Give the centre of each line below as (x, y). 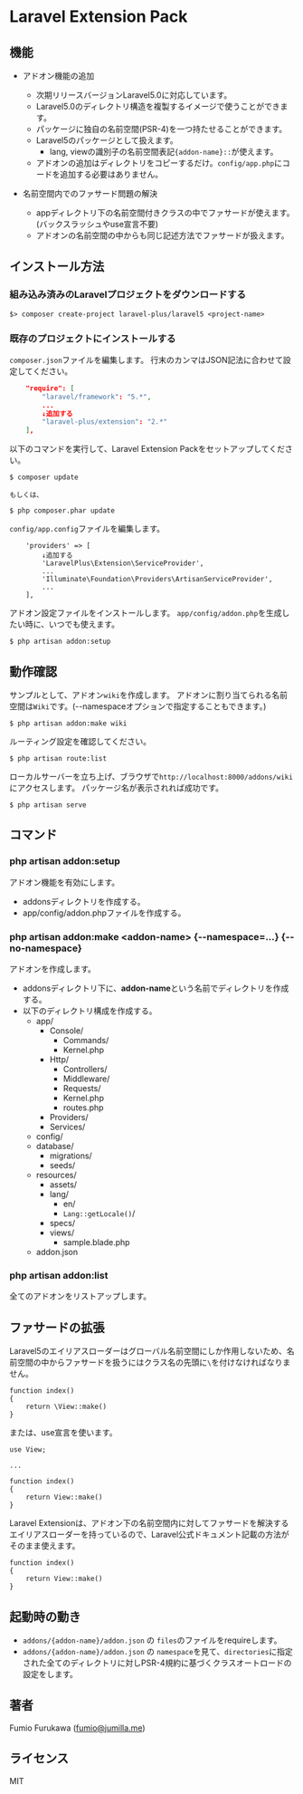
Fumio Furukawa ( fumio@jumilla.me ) (78, 1728)
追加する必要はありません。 (112, 174)
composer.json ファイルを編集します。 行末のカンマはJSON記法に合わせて (146, 360)
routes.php (83, 1108)
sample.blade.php (96, 1242)
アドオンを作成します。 (53, 969)
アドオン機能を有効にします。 (65, 882)
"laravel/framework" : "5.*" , (97, 397)
